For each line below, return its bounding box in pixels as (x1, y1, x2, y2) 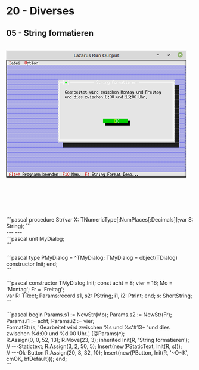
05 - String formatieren (6, 28, 94, 38)
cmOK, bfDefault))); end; (6, 356, 67, 362)
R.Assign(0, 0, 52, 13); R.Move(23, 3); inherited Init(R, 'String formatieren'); (6, 337, 189, 343)
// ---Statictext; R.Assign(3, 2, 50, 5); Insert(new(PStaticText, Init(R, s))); (6, 343, 182, 350)
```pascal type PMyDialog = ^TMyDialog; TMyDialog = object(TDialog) (6, 254, 178, 261)
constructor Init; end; (6, 260, 58, 268)
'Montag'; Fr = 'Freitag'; (6, 286, 64, 293)
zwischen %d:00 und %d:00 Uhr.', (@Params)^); (6, 330, 125, 337)
